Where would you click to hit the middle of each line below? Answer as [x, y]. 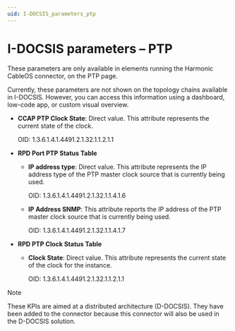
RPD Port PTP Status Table [57, 153]
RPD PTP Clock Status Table [60, 243]
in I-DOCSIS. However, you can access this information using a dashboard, [116, 97]
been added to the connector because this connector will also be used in [114, 313]
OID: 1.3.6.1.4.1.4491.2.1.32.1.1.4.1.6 [77, 195]
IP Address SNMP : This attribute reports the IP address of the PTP [125, 209]
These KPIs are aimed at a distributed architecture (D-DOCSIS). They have [115, 306]
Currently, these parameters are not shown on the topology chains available [117, 90]
